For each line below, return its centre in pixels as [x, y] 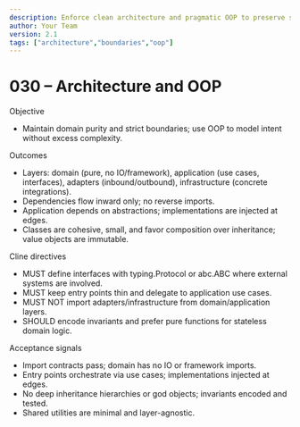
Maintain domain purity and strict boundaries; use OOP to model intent [152, 129]
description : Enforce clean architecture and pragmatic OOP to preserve [147, 17]
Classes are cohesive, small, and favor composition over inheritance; [149, 230]
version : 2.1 [33, 34]
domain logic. [47, 331]
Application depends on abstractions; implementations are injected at [150, 211]
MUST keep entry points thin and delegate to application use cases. [147, 293]
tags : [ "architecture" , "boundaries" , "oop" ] [92, 42]
